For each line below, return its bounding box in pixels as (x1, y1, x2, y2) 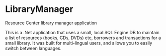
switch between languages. (5, 45, 62, 51)
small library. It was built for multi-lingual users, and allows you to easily (5, 40, 153, 46)
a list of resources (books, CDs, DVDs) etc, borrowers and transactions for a (5, 35, 162, 41)
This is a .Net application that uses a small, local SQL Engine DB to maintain (5, 29, 160, 35)
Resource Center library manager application (5, 20, 97, 26)
